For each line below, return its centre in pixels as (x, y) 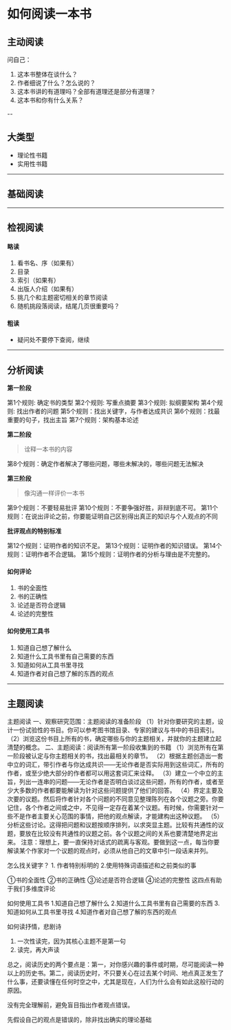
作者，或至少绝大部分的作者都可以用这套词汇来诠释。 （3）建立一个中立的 (112, 774)
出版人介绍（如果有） (47, 289)
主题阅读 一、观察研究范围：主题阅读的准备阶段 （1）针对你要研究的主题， (112, 722)
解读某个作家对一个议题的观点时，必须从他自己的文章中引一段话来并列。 (109, 851)
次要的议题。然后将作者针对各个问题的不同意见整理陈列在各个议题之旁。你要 (115, 799)
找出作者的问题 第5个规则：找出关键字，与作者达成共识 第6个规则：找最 (118, 412)
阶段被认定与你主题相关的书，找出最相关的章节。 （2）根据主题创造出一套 (118, 756)
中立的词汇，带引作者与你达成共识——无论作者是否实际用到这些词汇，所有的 (115, 765)
